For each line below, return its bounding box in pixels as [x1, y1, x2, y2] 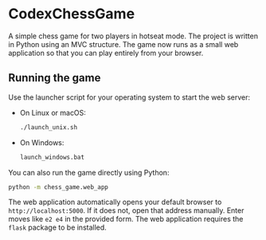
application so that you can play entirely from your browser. [8, 48, 204, 57]
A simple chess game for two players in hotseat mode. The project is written [8, 31, 259, 41]
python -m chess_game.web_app [8, 183, 109, 191]
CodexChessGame [8, 5, 135, 23]
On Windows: [19, 137, 65, 148]
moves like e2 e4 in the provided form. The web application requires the [8, 214, 244, 224]
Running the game [8, 71, 101, 85]
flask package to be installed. [8, 222, 108, 232]
